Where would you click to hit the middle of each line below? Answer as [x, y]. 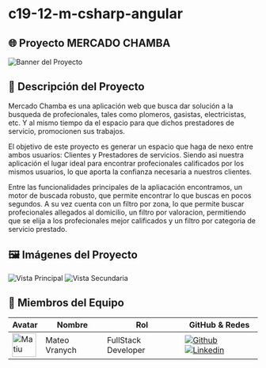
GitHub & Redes [219, 325]
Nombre [72, 325]
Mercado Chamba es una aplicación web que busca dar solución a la [121, 106]
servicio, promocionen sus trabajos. [66, 131]
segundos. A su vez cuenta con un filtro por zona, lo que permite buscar [126, 203]
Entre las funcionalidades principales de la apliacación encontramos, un [125, 187]
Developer [126, 351]
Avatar [25, 325]
